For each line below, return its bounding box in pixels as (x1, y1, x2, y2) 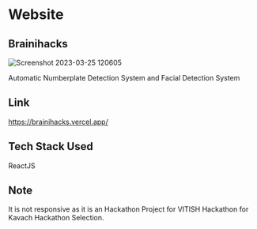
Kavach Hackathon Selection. (8, 213, 104, 223)
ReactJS (8, 160, 36, 171)
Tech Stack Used (8, 140, 93, 153)
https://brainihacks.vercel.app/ (8, 117, 108, 126)
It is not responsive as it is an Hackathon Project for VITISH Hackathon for (8, 205, 249, 214)
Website (8, 6, 64, 24)
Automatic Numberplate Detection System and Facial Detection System (8, 73, 240, 82)
